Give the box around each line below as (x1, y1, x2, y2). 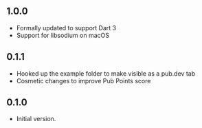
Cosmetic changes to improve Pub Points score (16, 76, 151, 85)
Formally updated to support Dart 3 (16, 23, 117, 32)
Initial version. (16, 115, 56, 123)
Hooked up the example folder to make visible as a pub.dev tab (16, 69, 196, 78)
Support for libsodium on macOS (16, 31, 109, 39)
